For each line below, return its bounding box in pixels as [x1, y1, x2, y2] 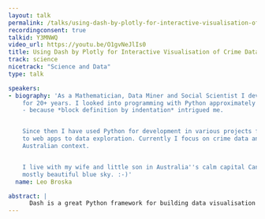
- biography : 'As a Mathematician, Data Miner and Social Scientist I [8, 91, 245, 99]
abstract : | [8, 192, 47, 200]
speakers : [8, 84, 41, 92]
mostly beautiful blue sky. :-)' [22, 170, 132, 178]
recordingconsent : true [8, 26, 87, 34]
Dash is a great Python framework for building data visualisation [28, 199, 256, 207]
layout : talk [8, 11, 51, 20]
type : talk [8, 70, 44, 78]
